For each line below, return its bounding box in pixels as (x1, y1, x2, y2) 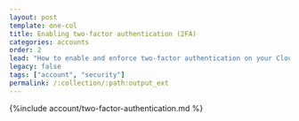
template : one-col (9, 21, 77, 30)
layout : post (9, 12, 58, 22)
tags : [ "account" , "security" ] (9, 71, 125, 79)
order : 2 (9, 46, 42, 55)
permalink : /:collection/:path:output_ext (9, 79, 169, 87)
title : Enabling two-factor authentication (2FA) (9, 29, 198, 38)
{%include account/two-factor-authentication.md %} (9, 102, 204, 113)
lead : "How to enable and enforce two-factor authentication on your (9, 54, 273, 63)
